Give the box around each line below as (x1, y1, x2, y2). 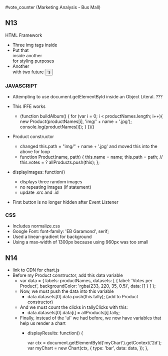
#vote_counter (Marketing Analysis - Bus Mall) (5, 5, 101, 10)
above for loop (19, 149, 50, 155)
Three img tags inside (12, 42, 57, 48)
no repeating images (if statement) (19, 184, 91, 190)
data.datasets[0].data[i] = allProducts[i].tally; (27, 310, 120, 316)
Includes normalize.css (12, 223, 60, 229)
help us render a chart (19, 320, 66, 326)
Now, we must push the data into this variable (19, 288, 114, 294)
